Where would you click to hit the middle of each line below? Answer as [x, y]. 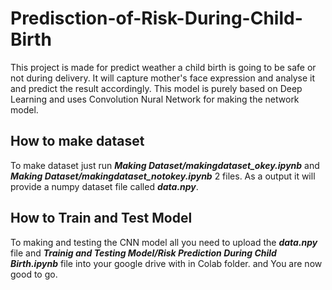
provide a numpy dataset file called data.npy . [104, 186]
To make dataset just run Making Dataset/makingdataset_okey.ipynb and [165, 165]
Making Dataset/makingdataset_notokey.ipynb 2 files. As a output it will [163, 176]
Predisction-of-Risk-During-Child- [156, 18]
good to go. [34, 274]
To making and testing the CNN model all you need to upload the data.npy [164, 242]
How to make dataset [77, 141]
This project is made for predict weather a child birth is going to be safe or [163, 67]
